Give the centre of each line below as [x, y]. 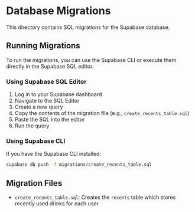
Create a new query [39, 107]
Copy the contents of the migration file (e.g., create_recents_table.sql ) [102, 113]
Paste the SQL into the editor [50, 120]
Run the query [32, 126]
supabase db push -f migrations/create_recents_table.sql [79, 165]
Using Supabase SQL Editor [46, 81]
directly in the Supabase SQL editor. [50, 66]
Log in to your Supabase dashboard [58, 94]
